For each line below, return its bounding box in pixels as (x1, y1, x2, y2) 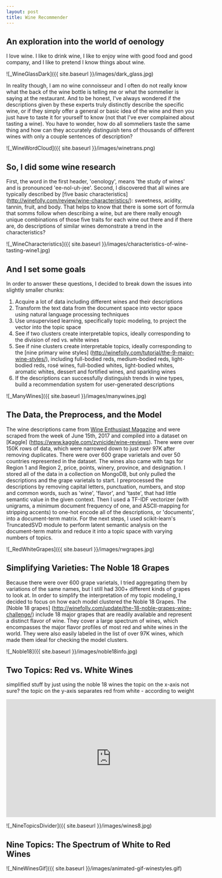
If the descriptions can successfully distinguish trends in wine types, (14, 374, 184, 381)
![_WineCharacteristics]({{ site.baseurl (6, 240, 101, 248)
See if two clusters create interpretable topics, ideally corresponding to (14, 330, 191, 337)
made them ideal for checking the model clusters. (6, 636, 129, 643)
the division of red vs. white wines (14, 336, 100, 343)
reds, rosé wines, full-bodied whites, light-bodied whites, (34, 361, 175, 369)
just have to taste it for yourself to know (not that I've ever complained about (6, 114, 195, 121)
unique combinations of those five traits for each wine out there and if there (6, 216, 193, 224)
